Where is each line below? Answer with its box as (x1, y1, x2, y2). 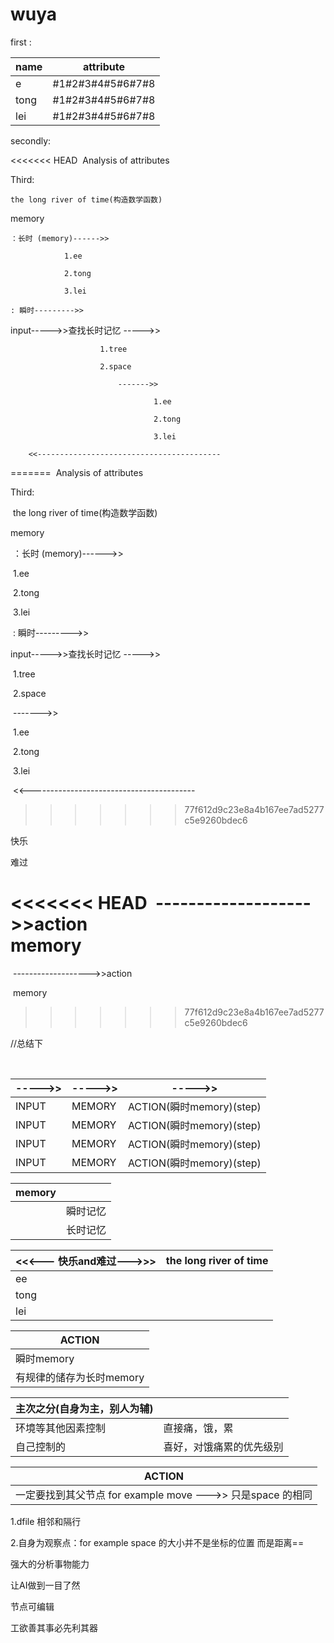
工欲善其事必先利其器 (10, 1621, 98, 1633)
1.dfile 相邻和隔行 (10, 1515, 82, 1527)
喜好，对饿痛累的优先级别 (163, 1439, 284, 1453)
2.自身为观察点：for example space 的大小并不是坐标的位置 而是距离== (10, 1536, 305, 1548)
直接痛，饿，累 (163, 1421, 234, 1435)
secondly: (10, 134, 52, 147)
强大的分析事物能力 (10, 1558, 90, 1570)
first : (10, 36, 32, 48)
